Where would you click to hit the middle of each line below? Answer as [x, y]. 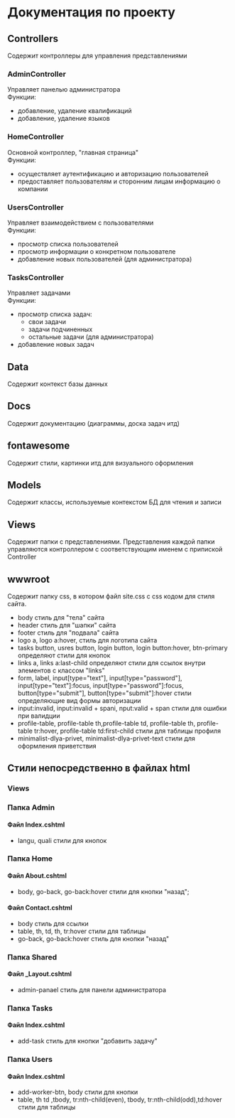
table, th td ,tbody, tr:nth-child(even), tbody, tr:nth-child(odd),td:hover [120, 1100]
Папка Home [30, 859]
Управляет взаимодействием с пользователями [81, 222]
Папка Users [30, 1059]
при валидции [39, 716]
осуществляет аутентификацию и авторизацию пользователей [113, 173]
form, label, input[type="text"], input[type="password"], [100, 678]
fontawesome [39, 446]
